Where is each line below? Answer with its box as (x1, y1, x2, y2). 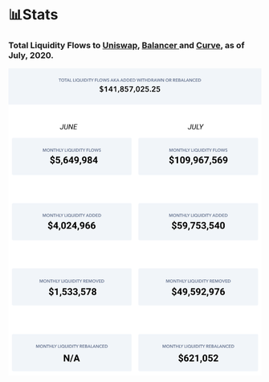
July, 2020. (8, 50, 55, 61)
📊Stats (8, 6, 59, 24)
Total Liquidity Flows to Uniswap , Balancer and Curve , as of (8, 40, 245, 51)
